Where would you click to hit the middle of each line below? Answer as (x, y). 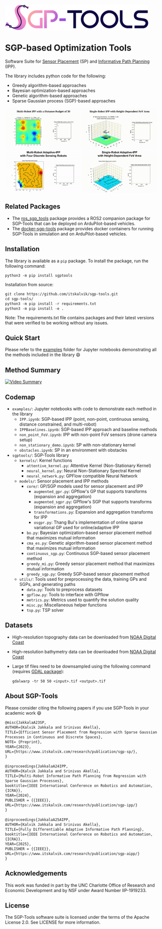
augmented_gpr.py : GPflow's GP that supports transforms (90, 491)
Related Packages (33, 207)
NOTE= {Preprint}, (24, 742)
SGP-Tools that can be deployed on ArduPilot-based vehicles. (74, 224)
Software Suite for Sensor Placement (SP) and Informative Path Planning (77, 61)
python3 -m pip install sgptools (39, 275)
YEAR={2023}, (18, 747)
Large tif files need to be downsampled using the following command (81, 666)
